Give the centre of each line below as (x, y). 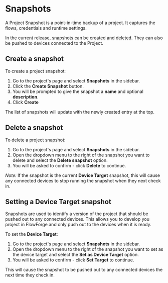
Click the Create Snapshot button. (48, 86)
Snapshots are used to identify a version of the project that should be (77, 214)
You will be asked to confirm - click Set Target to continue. (73, 260)
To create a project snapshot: (36, 71)
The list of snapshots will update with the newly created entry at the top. (80, 112)
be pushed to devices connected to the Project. (54, 43)
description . (25, 97)
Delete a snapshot (34, 128)
